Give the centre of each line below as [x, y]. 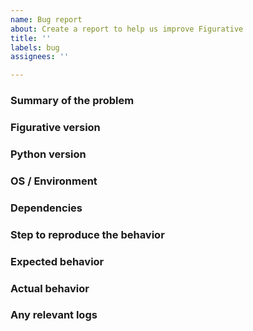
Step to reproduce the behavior [87, 234]
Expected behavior [57, 261]
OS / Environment [54, 181]
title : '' [31, 38]
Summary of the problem [72, 101]
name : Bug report [46, 19]
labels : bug [35, 47]
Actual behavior [50, 288]
